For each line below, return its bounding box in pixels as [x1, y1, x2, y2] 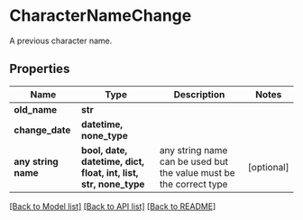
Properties [9, 61, 70, 77]
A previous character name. [9, 35, 113, 46]
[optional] [247, 160, 289, 173]
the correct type [159, 178, 228, 190]
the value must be [159, 166, 236, 179]
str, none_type [80, 178, 145, 190]
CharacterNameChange [9, 5, 192, 26]
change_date [14, 124, 71, 136]
